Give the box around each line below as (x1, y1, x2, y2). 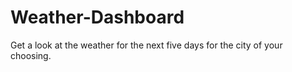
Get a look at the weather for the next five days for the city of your (10, 39, 283, 51)
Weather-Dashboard (10, 6, 185, 29)
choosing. (10, 49, 52, 61)
